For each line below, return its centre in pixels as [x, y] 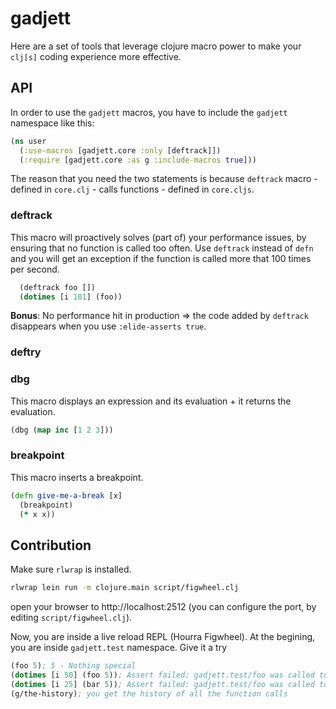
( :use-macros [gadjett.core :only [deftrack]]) [120, 150]
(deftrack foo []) [58, 287]
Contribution [51, 545]
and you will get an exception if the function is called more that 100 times [161, 258]
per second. [35, 269]
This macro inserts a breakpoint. [77, 477]
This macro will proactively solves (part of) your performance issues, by [158, 237]
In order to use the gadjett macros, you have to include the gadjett [149, 112]
